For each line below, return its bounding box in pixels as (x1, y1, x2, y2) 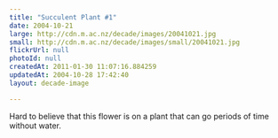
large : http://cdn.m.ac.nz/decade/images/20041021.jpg (9, 29, 217, 38)
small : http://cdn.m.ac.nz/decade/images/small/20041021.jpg (9, 37, 241, 47)
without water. (9, 120, 62, 131)
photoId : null (9, 54, 62, 63)
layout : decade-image (9, 79, 90, 88)
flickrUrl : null (9, 46, 69, 55)
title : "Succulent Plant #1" (9, 12, 117, 22)
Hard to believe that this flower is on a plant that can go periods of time (9, 111, 269, 121)
